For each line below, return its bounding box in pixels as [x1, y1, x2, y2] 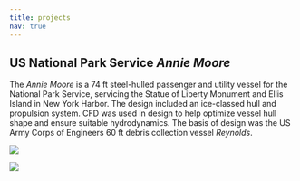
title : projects [9, 13, 71, 23]
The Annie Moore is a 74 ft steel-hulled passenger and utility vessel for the [9, 79, 288, 90]
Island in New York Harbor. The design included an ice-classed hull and [9, 99, 276, 110]
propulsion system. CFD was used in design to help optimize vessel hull [9, 108, 277, 119]
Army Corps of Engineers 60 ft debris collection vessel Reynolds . [9, 128, 253, 138]
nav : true [9, 22, 47, 31]
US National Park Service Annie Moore [9, 55, 231, 71]
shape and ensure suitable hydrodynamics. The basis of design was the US [9, 118, 291, 129]
